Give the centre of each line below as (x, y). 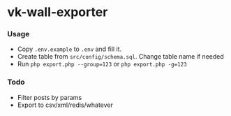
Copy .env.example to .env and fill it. (69, 49)
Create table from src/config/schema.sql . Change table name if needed (121, 57)
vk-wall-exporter (58, 12)
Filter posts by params (50, 97)
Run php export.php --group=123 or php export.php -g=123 (102, 64)
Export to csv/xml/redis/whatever (65, 105)
